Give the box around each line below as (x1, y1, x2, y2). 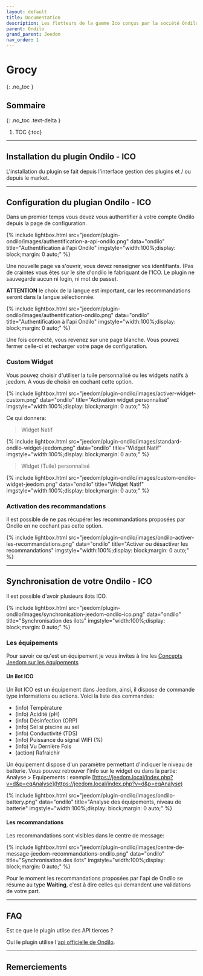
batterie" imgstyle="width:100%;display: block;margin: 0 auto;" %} (6, 805, 173, 812)
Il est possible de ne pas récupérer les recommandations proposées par (6, 516, 185, 523)
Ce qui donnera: (6, 414, 47, 421)
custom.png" (6, 396, 39, 403)
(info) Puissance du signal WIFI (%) (14, 736, 103, 744)
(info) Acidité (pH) (14, 710, 60, 718)
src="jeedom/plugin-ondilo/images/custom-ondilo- (68, 474, 196, 481)
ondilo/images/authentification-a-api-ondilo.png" (6, 238, 129, 245)
